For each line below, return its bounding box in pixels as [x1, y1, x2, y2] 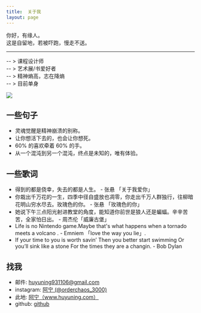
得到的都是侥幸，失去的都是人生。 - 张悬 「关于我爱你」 [14, 186, 154, 193]
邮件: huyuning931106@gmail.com [14, 278, 100, 285]
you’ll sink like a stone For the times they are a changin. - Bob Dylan [14, 243, 182, 250]
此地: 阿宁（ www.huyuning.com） [14, 293, 99, 300]
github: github [14, 300, 50, 307]
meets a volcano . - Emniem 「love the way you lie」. [14, 230, 147, 237]
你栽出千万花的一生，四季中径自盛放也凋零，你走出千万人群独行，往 [14, 193, 183, 200]
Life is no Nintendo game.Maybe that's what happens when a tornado [14, 223, 187, 230]
